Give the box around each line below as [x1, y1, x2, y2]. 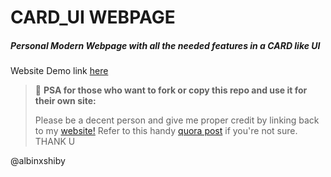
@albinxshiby [10, 155, 66, 167]
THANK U [34, 136, 76, 148]
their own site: [34, 95, 97, 107]
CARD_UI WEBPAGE [10, 6, 176, 29]
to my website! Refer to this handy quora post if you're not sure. [34, 125, 298, 137]
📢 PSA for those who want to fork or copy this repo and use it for [34, 84, 308, 96]
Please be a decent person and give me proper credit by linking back [34, 114, 320, 126]
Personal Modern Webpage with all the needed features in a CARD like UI [10, 39, 321, 51]
